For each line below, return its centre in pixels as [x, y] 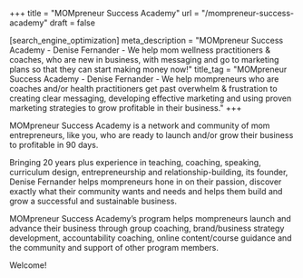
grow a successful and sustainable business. [93, 201]
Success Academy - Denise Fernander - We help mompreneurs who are [144, 79]
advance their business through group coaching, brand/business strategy [147, 228]
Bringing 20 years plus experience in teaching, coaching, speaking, [135, 162]
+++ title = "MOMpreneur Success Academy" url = [104, 13]
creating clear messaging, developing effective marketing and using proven [151, 98]
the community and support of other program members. [114, 248]
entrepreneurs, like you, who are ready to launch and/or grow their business [151, 135]
